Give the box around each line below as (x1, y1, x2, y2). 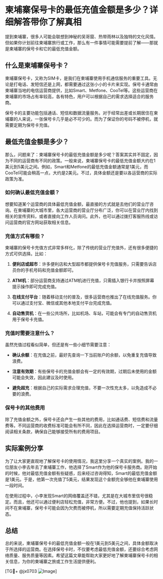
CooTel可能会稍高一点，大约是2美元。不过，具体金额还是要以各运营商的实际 (5, 170, 158, 176)
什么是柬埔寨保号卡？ (5, 61, 69, 70)
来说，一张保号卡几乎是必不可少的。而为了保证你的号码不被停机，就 (21, 116, 158, 122)
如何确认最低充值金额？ (5, 189, 60, 196)
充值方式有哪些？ (5, 233, 45, 239)
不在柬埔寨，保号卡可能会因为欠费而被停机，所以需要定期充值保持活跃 (9, 505, 149, 511)
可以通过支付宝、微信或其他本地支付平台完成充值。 (12, 300, 114, 306)
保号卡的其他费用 (5, 404, 45, 411)
